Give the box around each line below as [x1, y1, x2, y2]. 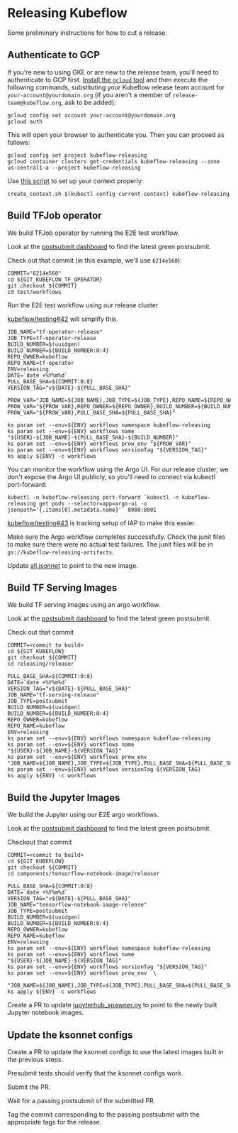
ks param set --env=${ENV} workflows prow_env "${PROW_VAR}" [7, 440, 192, 447]
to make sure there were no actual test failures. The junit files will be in [7, 540, 213, 548]
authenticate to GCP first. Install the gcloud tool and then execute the [7, 75, 208, 84]
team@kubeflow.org [7, 99, 62, 106]
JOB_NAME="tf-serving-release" [7, 691, 100, 699]
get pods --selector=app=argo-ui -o [38, 500, 147, 507]
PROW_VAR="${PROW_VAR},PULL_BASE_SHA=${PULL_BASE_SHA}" [7, 409, 176, 416]
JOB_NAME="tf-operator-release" [7, 328, 103, 335]
